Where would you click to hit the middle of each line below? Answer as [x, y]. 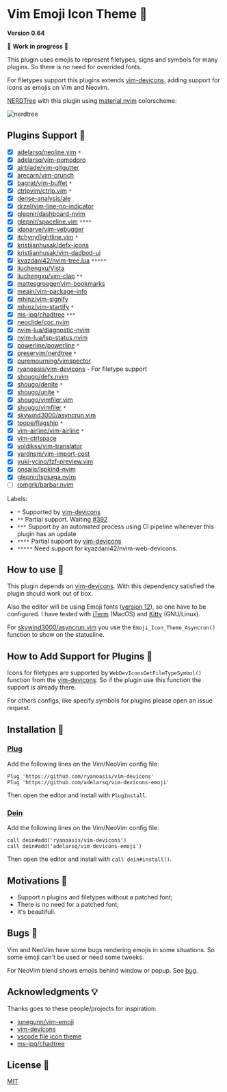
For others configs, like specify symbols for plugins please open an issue [110, 701]
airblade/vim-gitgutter [48, 167]
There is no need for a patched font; [68, 904]
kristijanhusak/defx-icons [53, 245]
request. [19, 708]
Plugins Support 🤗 [46, 135]
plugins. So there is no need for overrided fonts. [75, 66]
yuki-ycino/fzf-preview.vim [55, 461]
